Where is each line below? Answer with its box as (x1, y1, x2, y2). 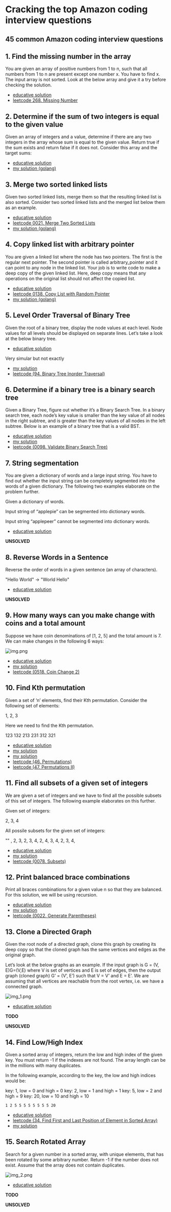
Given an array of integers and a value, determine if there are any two (5, 134, 152, 140)
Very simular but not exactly (5, 355, 64, 361)
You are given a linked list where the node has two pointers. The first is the (5, 254, 162, 260)
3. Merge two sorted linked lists (5, 180, 108, 189)
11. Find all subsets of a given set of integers (5, 779, 149, 788)
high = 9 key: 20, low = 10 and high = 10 (5, 1093, 89, 1099)
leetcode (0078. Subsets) (12, 858, 66, 864)
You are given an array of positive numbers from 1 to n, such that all (5, 65, 148, 72)
